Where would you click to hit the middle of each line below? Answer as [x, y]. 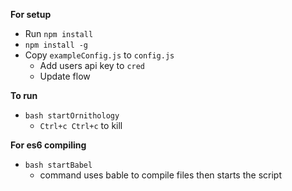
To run [24, 95]
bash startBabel [58, 165]
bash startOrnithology [72, 116]
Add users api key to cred [92, 65]
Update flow [65, 76]
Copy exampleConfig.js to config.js [99, 55]
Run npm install [59, 33]
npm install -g [56, 45]
